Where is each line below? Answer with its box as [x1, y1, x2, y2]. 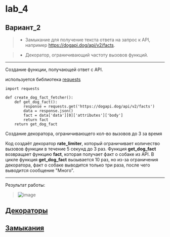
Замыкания [5, 224, 45, 232]
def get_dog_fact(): [14, 99, 58, 105]
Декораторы [5, 207, 48, 215]
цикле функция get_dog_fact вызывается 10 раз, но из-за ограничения [5, 157, 158, 162]
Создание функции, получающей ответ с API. [5, 66, 103, 73]
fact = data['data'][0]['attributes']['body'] [23, 113, 123, 118]
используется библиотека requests [5, 77, 81, 82]
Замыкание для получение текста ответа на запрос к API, [25, 37, 151, 43]
